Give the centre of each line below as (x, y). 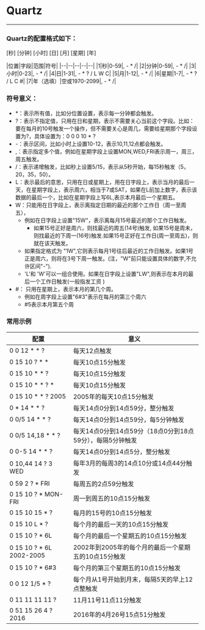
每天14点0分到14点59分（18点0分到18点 (133, 431)
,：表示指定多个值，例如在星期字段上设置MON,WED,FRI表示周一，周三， (106, 151)
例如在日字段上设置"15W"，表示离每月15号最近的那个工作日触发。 (107, 220)
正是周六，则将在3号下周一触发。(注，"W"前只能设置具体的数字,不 (108, 258)
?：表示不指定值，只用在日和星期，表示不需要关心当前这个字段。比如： (105, 120)
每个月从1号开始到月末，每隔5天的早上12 (133, 579)
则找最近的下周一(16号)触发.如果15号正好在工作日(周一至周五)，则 (116, 235)
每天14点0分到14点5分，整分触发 (122, 451)
